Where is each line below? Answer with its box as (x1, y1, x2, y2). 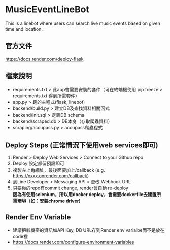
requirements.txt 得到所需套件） (12, 93, 80, 99)
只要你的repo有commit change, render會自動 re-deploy (12, 185, 128, 191)
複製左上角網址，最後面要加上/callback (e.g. (12, 167, 105, 173)
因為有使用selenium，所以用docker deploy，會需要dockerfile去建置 (12, 191, 157, 198)
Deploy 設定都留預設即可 (12, 160, 64, 166)
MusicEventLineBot (5, 4, 90, 15)
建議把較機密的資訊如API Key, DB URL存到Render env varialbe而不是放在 (12, 227, 165, 233)
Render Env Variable (5, 213, 71, 221)
